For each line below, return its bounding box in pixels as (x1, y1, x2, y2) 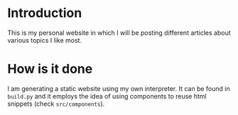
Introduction (7, 5, 82, 21)
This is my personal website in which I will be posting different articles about (7, 28, 231, 37)
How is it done (7, 61, 93, 77)
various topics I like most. (7, 35, 82, 44)
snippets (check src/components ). (7, 99, 105, 108)
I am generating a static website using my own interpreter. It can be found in (7, 84, 230, 93)
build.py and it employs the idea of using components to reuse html (7, 92, 207, 100)
